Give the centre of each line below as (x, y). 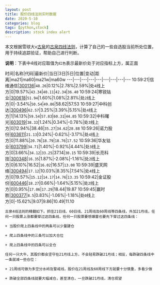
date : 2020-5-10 (21, 19)
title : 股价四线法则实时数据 (31, 14)
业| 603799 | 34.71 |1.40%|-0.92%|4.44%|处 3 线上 (53, 146)
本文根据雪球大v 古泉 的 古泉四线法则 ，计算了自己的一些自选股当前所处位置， (80, 47)
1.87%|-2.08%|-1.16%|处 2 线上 (70, 159)
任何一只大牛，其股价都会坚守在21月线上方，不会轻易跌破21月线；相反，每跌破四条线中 (80, 254)
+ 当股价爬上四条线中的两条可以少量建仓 (40, 226)
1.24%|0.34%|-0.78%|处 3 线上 (69, 122)
